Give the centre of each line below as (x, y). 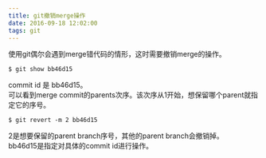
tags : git (25, 30)
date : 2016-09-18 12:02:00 (53, 23)
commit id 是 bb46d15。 (48, 85)
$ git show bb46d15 (41, 69)
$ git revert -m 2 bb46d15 (53, 120)
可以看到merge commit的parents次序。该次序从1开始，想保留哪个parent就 (130, 95)
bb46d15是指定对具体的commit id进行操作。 (81, 146)
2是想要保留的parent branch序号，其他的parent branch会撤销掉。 (116, 136)
